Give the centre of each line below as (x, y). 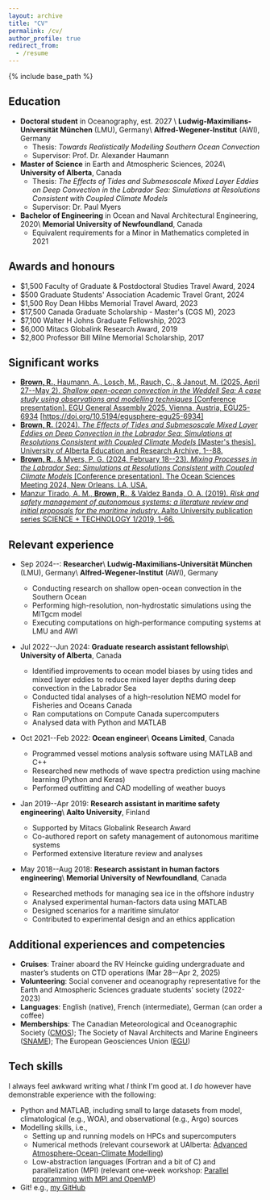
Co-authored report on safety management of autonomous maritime (145, 837)
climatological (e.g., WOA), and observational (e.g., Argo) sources (129, 1118)
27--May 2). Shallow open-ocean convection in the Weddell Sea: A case (141, 391)
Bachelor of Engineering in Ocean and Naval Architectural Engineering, (139, 215)
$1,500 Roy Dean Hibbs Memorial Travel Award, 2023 (109, 303)
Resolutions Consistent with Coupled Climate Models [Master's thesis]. (138, 442)
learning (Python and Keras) (79, 780)
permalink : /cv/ (35, 31)
